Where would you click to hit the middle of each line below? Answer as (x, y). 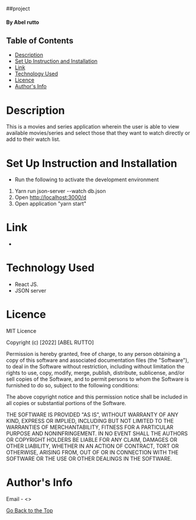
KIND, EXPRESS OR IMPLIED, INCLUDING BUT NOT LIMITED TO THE (90, 421)
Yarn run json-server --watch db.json (60, 191)
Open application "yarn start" (51, 204)
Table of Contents (40, 41)
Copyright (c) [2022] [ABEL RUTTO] (50, 342)
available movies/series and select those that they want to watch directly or (98, 133)
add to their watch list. (33, 139)
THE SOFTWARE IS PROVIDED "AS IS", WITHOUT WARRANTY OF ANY (92, 415)
